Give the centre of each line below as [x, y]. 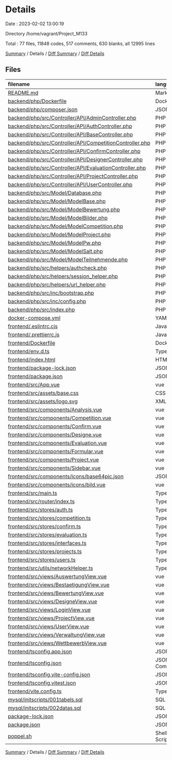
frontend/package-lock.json [42, 368]
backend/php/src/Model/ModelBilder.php [58, 218]
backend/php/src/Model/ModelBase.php [57, 201]
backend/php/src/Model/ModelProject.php [59, 235]
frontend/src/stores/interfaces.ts [47, 543]
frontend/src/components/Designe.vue [55, 435]
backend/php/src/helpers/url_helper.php [57, 284]
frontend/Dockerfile [31, 343]
